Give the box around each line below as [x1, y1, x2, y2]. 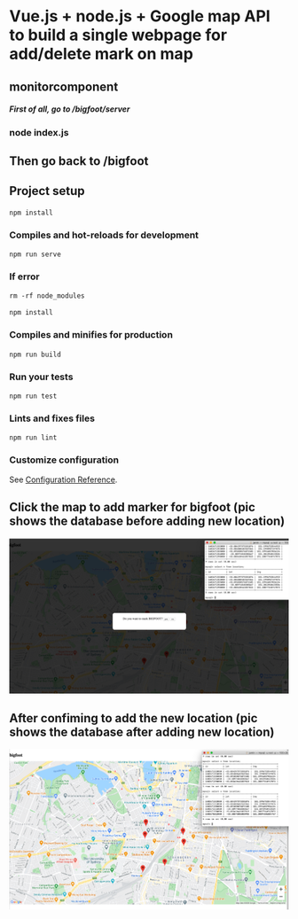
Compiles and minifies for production [9, 329, 173, 341]
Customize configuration [9, 454, 120, 466]
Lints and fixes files [9, 412, 96, 424]
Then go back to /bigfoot [9, 153, 149, 168]
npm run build [9, 350, 62, 359]
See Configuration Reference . [9, 474, 118, 485]
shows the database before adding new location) [9, 513, 286, 528]
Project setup [9, 183, 86, 199]
